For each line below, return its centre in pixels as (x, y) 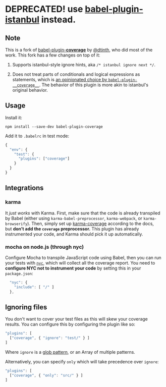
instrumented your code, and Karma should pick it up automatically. (74, 234)
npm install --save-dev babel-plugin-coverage (54, 127)
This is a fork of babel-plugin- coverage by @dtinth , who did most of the (79, 50)
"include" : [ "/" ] (34, 287)
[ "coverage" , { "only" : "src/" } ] (46, 375)
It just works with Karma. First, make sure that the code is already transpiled (83, 213)
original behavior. (30, 90)
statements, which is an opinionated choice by (60, 80)
